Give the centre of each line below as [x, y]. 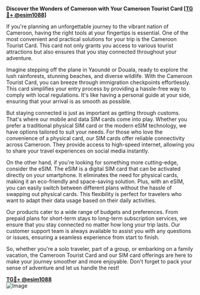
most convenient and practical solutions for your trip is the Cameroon [92, 39]
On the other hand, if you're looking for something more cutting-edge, [92, 162]
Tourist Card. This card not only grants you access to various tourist [90, 45]
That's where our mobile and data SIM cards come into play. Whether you [97, 119]
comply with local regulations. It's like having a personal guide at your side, [99, 95]
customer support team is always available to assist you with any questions [99, 231]
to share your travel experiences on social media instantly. [78, 151]
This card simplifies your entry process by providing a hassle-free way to [96, 88]
